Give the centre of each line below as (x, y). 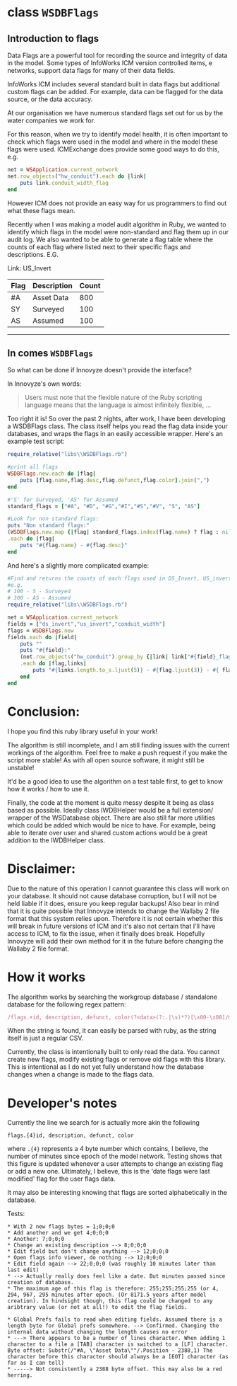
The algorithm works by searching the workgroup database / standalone (112, 997)
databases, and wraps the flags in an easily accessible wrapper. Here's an (115, 434)
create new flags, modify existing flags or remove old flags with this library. (116, 1060)
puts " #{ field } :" (45, 651)
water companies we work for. (51, 120)
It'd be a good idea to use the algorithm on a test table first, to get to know (115, 781)
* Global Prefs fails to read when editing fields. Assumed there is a (115, 1320)
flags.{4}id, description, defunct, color (71, 1136)
